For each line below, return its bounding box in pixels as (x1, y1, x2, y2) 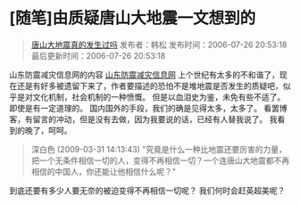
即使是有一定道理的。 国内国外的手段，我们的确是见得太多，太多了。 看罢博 (9, 102, 287, 113)
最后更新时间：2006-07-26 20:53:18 (30, 50, 166, 61)
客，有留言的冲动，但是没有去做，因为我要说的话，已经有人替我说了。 (9, 113, 268, 125)
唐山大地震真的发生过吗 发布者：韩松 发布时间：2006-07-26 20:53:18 (30, 39, 287, 50)
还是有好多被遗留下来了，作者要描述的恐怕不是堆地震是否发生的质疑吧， (16, 80, 283, 91)
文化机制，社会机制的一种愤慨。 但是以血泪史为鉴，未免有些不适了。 (32, 91, 286, 102)
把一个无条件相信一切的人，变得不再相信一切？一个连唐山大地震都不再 (30, 155, 290, 166)
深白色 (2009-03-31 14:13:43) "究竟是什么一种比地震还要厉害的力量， (30, 143, 287, 154)
